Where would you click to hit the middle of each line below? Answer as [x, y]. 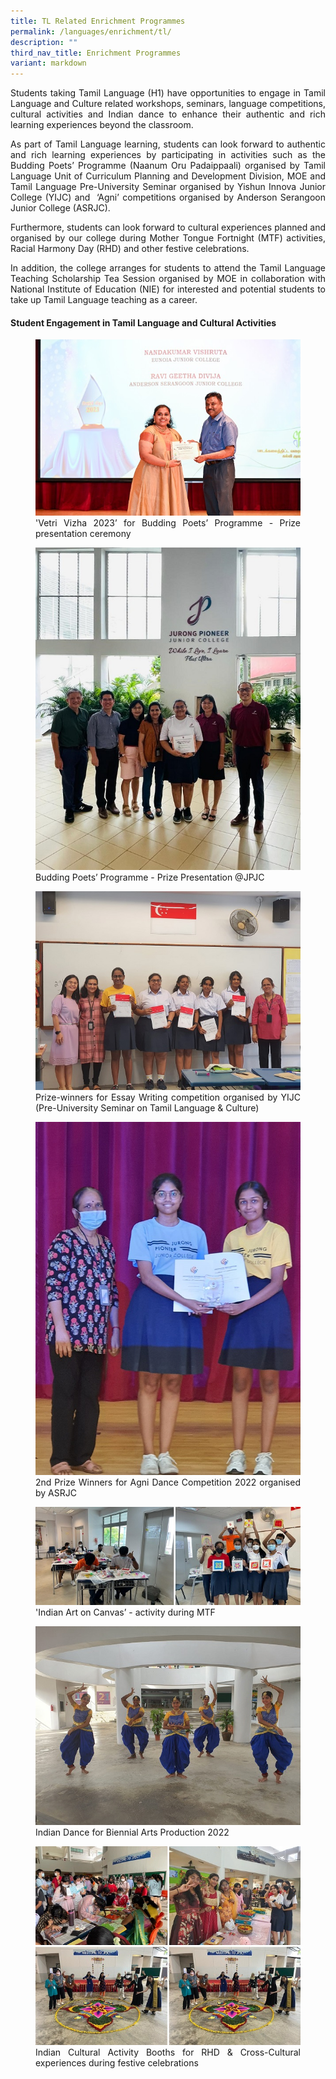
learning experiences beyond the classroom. [102, 125]
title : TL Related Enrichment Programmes [98, 21]
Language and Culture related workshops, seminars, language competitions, [168, 104]
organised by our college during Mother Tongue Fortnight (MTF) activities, [168, 238]
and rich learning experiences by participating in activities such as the [168, 155]
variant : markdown [48, 63]
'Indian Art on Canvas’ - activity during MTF [125, 1612]
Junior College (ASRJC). [60, 208]
